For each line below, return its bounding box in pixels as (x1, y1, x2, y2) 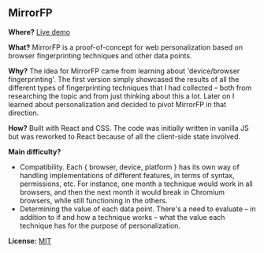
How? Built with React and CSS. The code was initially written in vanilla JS (8, 123, 250, 132)
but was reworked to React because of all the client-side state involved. (8, 132, 241, 141)
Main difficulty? (8, 147, 61, 156)
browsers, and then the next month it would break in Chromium (19, 187, 225, 196)
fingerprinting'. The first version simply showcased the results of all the (8, 74, 240, 84)
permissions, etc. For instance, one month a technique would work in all (19, 179, 254, 188)
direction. (8, 108, 39, 117)
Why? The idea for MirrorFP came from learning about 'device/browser (8, 66, 240, 76)
